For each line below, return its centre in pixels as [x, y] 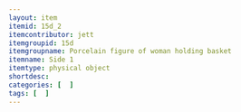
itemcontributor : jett [51, 34]
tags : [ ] [29, 93]
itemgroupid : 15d [41, 43]
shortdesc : [29, 77]
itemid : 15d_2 [35, 26]
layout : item [33, 18]
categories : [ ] [41, 85]
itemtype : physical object [59, 69]
